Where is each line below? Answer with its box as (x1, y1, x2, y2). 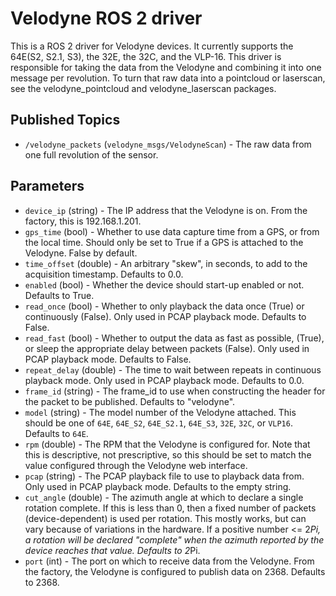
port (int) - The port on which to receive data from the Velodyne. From (24, 555, 315, 567)
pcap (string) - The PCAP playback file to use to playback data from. (24, 470, 305, 482)
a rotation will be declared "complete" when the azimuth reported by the (24, 533, 325, 546)
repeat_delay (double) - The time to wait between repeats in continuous (24, 363, 322, 376)
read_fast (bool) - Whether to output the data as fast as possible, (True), (24, 332, 325, 344)
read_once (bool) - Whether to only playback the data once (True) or (24, 300, 305, 312)
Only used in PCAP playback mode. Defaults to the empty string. (24, 480, 292, 492)
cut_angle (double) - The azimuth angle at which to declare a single (24, 491, 304, 503)
